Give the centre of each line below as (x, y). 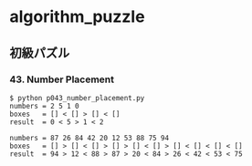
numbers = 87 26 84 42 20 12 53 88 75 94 (89, 138)
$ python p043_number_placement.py (77, 98)
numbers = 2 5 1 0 (44, 106)
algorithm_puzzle (77, 17)
